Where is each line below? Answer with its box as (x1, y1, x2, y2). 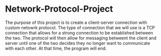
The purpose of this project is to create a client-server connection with (5, 19, 147, 25)
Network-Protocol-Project (5, 3, 113, 15)
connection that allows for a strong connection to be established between (5, 30, 154, 36)
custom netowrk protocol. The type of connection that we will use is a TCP (5, 24, 155, 30)
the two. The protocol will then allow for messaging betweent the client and (5, 35, 157, 41)
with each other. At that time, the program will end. (5, 45, 107, 51)
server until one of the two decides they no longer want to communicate (5, 40, 150, 46)
